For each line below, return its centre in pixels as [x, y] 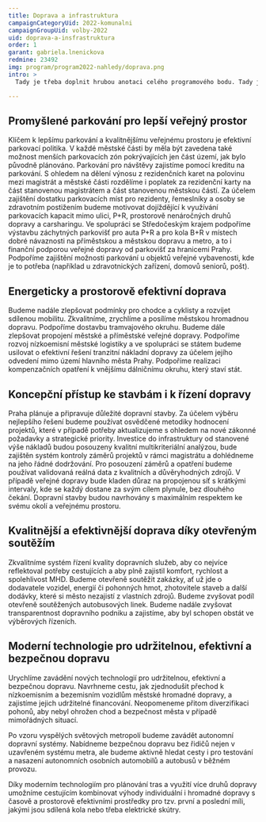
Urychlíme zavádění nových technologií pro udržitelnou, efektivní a [117, 678]
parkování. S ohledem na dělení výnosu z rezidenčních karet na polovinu [127, 174]
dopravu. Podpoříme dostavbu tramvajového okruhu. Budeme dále [117, 327]
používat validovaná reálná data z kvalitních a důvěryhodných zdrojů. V [124, 472]
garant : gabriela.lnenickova [56, 52]
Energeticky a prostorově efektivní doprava [118, 291]
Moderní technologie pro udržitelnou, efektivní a [130, 646]
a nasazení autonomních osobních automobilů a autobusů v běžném [120, 760]
